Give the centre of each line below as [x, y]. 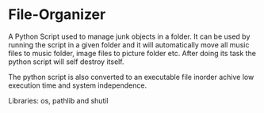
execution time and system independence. [78, 85]
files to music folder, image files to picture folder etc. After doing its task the [132, 53]
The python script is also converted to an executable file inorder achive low [131, 77]
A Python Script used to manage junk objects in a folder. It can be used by [129, 36]
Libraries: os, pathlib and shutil [58, 100]
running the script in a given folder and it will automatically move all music [129, 44]
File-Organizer [57, 15]
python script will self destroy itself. [66, 62]
